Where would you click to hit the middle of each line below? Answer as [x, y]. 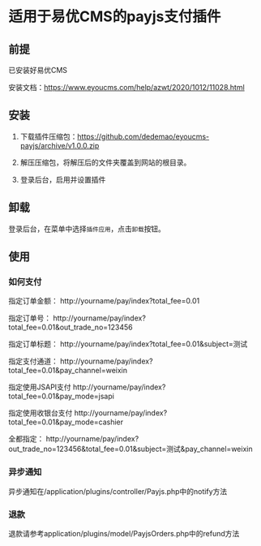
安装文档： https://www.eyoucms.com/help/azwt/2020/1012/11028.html [126, 87]
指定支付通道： [33, 361]
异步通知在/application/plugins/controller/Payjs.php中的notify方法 [118, 491]
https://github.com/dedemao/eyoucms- [143, 136]
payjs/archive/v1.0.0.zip [60, 145]
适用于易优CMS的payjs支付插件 [115, 17]
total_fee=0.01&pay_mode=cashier [66, 422]
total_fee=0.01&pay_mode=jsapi [62, 396]
